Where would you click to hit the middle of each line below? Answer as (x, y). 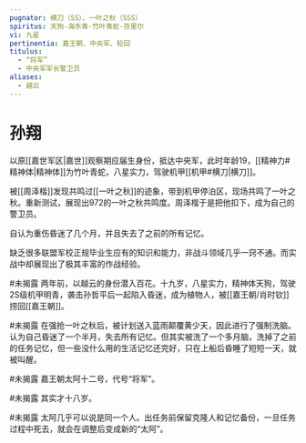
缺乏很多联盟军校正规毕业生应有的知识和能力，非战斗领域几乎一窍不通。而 (149, 252)
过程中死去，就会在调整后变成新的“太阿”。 (89, 428)
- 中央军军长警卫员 (49, 69)
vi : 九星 (25, 35)
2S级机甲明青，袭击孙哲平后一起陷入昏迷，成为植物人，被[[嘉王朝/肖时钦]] (149, 294)
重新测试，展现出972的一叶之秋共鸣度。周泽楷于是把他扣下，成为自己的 (160, 202)
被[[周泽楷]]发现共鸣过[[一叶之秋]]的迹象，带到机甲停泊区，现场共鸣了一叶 (149, 191)
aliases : (26, 77)
